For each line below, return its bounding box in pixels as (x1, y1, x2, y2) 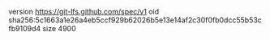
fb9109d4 (8, 24, 41, 33)
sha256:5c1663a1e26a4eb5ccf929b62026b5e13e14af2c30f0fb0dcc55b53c (8, 15, 262, 25)
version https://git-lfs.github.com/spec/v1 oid (8, 7, 160, 16)
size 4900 (42, 24, 76, 33)
